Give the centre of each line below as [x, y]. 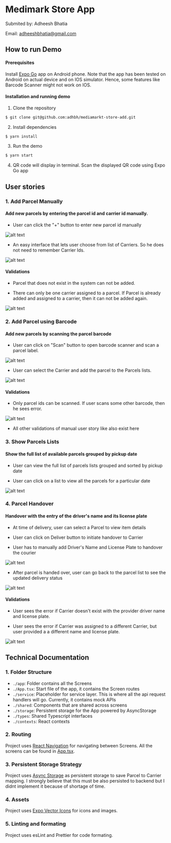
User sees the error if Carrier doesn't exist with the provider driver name [89, 611]
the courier [24, 553]
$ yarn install [21, 136]
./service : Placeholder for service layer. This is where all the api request [89, 694]
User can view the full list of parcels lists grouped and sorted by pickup [88, 465]
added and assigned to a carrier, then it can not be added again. [80, 299]
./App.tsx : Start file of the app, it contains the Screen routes [76, 689]
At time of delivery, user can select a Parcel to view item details [79, 527]
